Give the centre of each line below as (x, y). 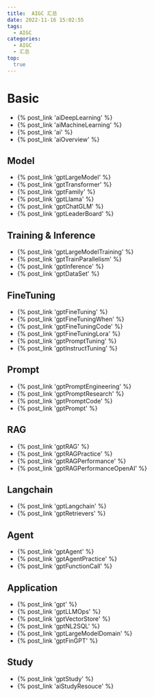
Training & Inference (51, 235)
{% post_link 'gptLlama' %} (55, 199)
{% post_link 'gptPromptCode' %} (65, 401)
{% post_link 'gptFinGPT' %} (57, 641)
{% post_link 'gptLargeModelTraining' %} (75, 252)
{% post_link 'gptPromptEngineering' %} (74, 386)
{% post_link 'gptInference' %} (60, 267)
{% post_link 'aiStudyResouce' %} (65, 686)
